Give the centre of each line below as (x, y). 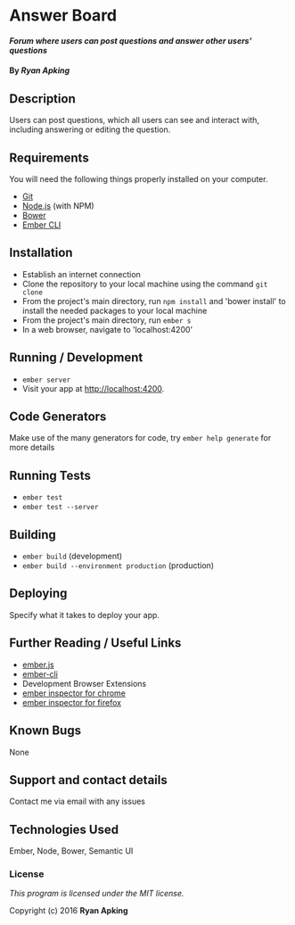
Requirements (49, 157)
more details (32, 448)
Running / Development (76, 358)
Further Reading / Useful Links (95, 643)
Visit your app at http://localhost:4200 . (93, 388)
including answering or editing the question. (90, 129)
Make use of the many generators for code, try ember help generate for (140, 438)
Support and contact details (88, 780)
